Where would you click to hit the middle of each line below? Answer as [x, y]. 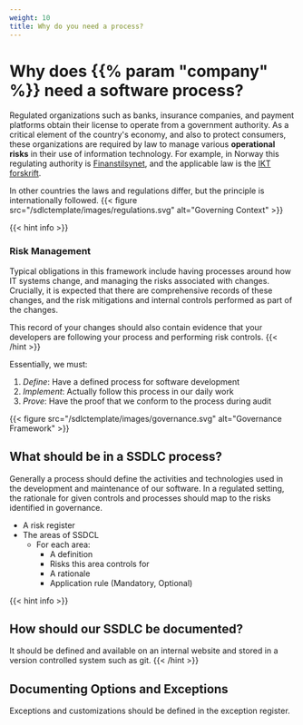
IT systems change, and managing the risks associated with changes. [140, 280]
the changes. [34, 309]
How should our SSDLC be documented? [126, 628]
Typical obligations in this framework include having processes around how [151, 271]
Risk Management [50, 251]
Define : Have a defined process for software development [131, 381]
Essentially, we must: [49, 364]
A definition [71, 554]
